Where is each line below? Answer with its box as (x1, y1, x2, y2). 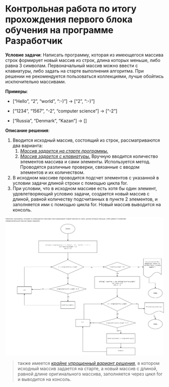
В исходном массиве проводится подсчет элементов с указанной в (12, 174, 159, 180)
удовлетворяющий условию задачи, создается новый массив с (12, 190, 150, 197)
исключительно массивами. (5, 79, 66, 85)
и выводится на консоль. (17, 376, 71, 382)
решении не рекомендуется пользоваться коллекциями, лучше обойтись (5, 73, 164, 79)
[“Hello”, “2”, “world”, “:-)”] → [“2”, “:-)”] (12, 98, 95, 104)
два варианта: (12, 142, 43, 149)
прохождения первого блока (5, 14, 133, 25)
